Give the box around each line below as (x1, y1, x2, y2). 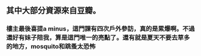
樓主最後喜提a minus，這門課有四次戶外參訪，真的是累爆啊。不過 (6, 25, 195, 33)
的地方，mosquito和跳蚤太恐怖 (6, 42, 96, 51)
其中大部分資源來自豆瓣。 (6, 5, 100, 16)
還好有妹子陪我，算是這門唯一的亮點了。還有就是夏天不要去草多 (6, 34, 190, 42)
